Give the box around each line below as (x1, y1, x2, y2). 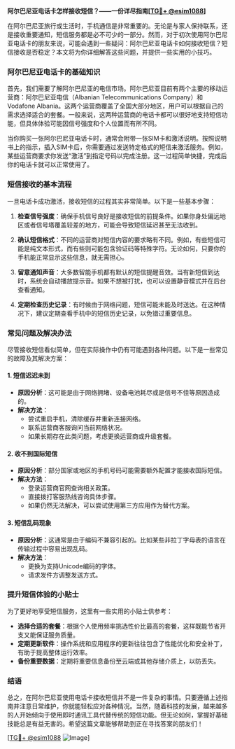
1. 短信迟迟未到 (7, 371, 50, 380)
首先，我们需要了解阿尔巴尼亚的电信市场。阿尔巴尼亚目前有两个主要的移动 (7, 84, 222, 93)
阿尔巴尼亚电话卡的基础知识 (7, 66, 101, 76)
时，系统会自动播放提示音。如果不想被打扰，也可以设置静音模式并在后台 (17, 276, 226, 285)
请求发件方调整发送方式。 (27, 570, 102, 579)
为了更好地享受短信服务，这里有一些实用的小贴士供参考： (7, 607, 173, 615)
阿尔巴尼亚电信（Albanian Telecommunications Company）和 (25, 93, 204, 101)
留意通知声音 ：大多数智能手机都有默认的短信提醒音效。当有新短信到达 (17, 267, 220, 276)
